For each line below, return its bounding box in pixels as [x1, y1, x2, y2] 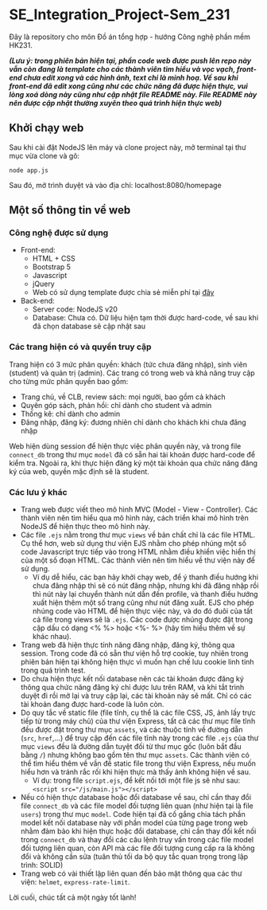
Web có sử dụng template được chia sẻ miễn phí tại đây [32, 288, 215, 297]
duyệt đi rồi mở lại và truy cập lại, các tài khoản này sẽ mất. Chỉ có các [20, 691, 253, 700]
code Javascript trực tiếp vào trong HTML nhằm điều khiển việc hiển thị [20, 547, 257, 557]
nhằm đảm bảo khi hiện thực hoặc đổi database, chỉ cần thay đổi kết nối [20, 826, 257, 836]
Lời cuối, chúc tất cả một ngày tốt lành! [9, 892, 137, 902]
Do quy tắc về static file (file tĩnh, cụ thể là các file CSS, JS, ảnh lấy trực [20, 708, 257, 718]
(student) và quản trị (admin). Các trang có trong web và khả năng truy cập [9, 368, 255, 378]
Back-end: [20, 296, 55, 306]
